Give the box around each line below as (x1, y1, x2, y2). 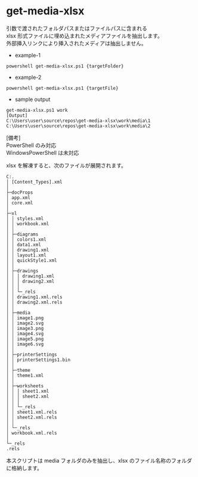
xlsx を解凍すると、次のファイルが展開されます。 (6, 161, 127, 169)
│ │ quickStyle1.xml (6, 257, 58, 264)
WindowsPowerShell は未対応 (6, 149, 79, 156)
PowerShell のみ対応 (6, 142, 57, 149)
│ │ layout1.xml (6, 252, 47, 258)
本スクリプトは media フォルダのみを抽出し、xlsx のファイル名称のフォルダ (6, 457, 193, 464)
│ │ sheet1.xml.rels (6, 409, 58, 415)
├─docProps (6, 189, 33, 195)
